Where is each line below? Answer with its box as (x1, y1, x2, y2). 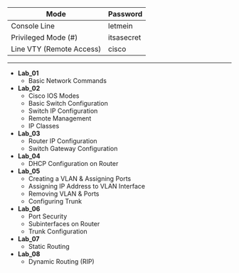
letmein (107, 21, 133, 30)
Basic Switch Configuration (28, 99, 108, 107)
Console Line (11, 21, 55, 30)
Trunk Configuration (28, 227, 87, 235)
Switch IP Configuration (28, 106, 98, 115)
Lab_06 (17, 205, 41, 213)
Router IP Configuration (28, 137, 97, 145)
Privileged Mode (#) (11, 33, 78, 42)
